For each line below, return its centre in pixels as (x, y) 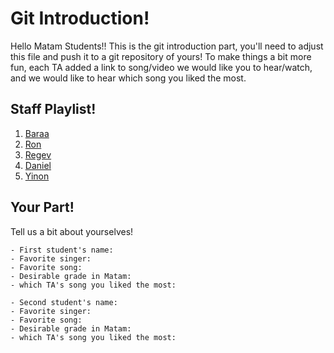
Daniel (38, 165)
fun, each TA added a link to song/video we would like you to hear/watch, (161, 67)
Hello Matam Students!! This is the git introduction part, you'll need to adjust (167, 46)
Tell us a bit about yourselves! (72, 231)
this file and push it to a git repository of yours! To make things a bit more (161, 56)
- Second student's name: (64, 302)
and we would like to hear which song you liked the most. (128, 78)
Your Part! (42, 207)
